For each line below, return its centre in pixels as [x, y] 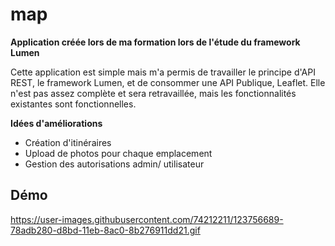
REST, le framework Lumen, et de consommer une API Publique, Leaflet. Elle [168, 82]
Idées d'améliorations [56, 123]
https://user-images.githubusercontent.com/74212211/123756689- [147, 219]
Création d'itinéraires [68, 142]
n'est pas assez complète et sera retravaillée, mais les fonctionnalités [153, 93]
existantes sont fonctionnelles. [73, 104]
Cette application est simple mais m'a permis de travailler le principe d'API [163, 72]
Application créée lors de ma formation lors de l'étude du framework [155, 42]
